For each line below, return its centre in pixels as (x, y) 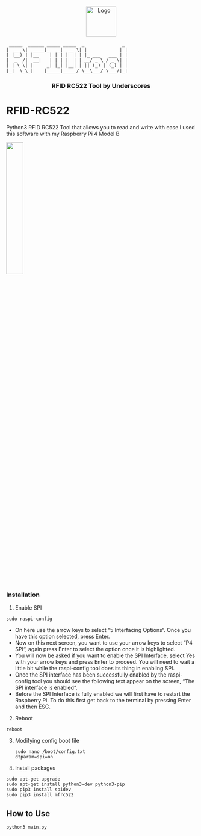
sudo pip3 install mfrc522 (40, 795)
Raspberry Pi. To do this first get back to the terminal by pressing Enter (103, 701)
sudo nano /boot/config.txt (50, 752)
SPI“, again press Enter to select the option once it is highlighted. (95, 649)
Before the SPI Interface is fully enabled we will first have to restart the (102, 694)
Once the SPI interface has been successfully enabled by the (91, 675)
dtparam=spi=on (34, 757)
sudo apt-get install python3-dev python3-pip (66, 785)
